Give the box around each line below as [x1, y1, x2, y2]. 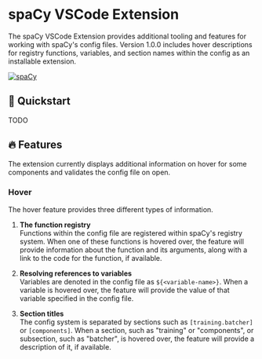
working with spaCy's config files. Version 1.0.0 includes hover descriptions [8, 39, 253, 49]
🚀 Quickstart [8, 94, 71, 108]
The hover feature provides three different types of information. [8, 204, 213, 214]
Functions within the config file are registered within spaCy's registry [19, 228, 243, 237]
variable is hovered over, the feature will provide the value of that [19, 285, 230, 295]
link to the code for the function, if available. [19, 253, 162, 262]
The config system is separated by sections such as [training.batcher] [19, 317, 253, 327]
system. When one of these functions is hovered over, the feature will [19, 236, 245, 246]
